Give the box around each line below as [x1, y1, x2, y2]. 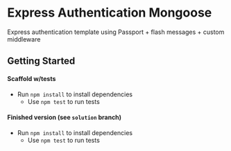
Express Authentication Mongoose [7, 5, 212, 21]
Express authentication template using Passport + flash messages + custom [7, 28, 225, 36]
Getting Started [7, 55, 76, 67]
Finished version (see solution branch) [7, 113, 122, 122]
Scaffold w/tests [7, 74, 56, 82]
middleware [7, 35, 41, 43]
